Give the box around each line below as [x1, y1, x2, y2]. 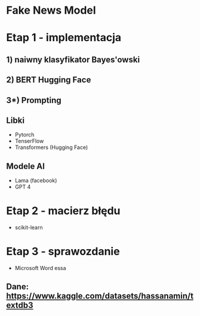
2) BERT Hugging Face [6, 75, 91, 85]
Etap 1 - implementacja [6, 31, 122, 45]
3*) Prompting [6, 95, 61, 105]
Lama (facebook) [14, 177, 57, 184]
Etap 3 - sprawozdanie [6, 245, 121, 258]
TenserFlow [14, 138, 44, 145]
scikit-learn [14, 224, 43, 231]
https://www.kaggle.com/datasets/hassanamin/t [6, 291, 194, 301]
